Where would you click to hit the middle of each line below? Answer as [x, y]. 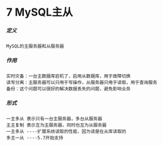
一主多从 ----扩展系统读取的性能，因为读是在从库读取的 [66, 132]
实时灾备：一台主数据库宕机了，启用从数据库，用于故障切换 [68, 76]
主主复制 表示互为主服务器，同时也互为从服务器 [56, 125]
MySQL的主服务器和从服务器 [35, 46]
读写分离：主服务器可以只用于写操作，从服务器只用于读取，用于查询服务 [82, 83]
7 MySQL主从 [40, 12]
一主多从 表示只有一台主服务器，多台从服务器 [54, 119]
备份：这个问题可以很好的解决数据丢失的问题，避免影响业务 [68, 89]
